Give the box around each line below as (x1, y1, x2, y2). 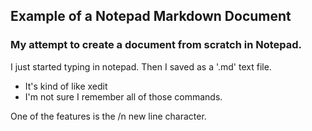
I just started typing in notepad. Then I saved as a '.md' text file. (10, 60, 272, 73)
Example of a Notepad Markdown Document (10, 8, 292, 25)
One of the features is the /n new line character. (10, 110, 207, 122)
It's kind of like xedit (24, 80, 108, 92)
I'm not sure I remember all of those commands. (24, 90, 223, 103)
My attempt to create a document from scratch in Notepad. (10, 38, 303, 52)
